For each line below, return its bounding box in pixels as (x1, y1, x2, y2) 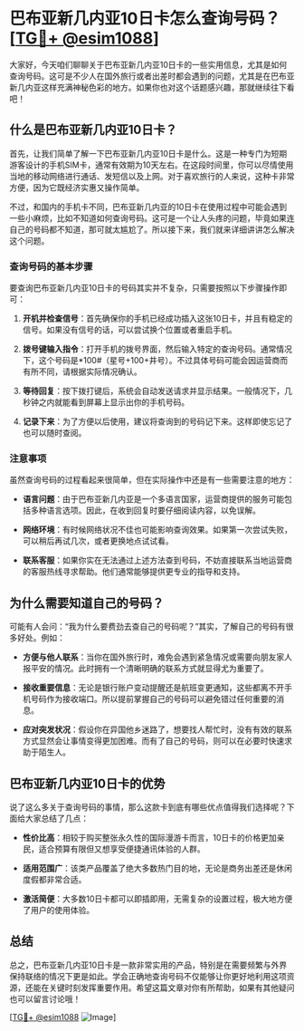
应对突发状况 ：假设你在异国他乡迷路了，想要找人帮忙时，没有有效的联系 (22, 724, 292, 735)
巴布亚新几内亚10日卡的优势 (9, 776, 166, 791)
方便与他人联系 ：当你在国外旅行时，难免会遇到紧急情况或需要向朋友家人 (22, 651, 292, 662)
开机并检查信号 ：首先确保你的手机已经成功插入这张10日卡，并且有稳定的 (22, 313, 293, 324)
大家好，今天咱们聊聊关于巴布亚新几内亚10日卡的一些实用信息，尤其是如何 (9, 59, 288, 70)
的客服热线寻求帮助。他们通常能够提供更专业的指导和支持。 (22, 566, 245, 577)
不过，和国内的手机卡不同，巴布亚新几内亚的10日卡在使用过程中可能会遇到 (9, 201, 288, 212)
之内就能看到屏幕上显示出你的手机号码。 (38, 397, 190, 408)
